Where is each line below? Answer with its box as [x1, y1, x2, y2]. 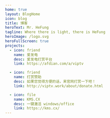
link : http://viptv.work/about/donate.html [14, 84, 104, 88]
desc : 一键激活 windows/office [14, 101, 74, 106]
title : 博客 [5, 20, 28, 26]
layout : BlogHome [5, 12, 40, 17]
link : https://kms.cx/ [14, 106, 60, 111]
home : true [5, 7, 27, 12]
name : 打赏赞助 [14, 75, 42, 80]
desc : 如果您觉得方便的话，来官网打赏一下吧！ [14, 79, 96, 84]
